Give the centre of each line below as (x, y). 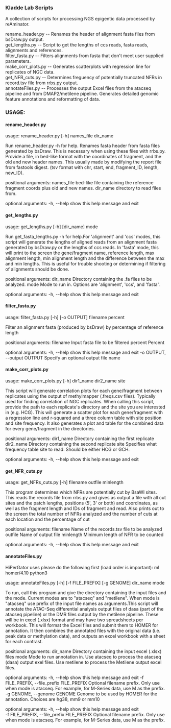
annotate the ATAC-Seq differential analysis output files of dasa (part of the (84, 609)
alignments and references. (34, 51)
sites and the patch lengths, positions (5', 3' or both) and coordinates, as (82, 503)
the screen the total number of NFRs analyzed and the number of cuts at (81, 514)
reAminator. (17, 24)
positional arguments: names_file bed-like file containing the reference (80, 183)
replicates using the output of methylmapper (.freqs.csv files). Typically (80, 396)
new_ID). (15, 173)
